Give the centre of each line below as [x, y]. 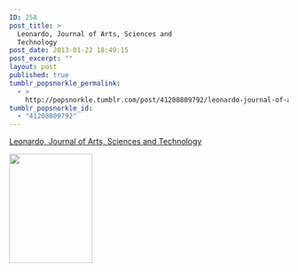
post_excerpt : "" [41, 58]
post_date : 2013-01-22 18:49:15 [69, 51]
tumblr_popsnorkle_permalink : [65, 83]
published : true [39, 75]
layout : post [33, 67]
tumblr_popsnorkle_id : [51, 108]
